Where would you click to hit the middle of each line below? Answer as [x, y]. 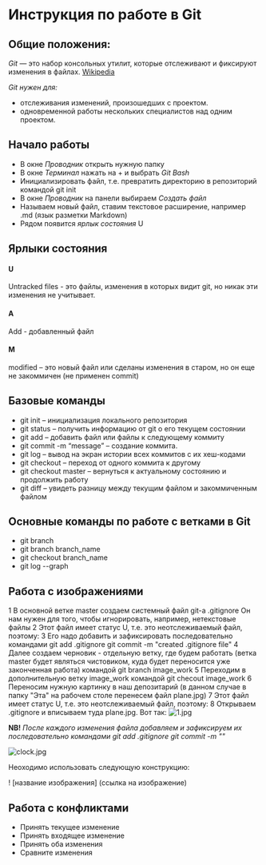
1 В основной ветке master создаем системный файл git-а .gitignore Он [129, 611]
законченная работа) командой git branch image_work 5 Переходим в [127, 670]
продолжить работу [54, 479]
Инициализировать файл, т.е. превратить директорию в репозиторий [138, 181]
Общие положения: [60, 44]
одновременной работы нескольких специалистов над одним [126, 111]
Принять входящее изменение [72, 835]
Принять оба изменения [61, 844]
